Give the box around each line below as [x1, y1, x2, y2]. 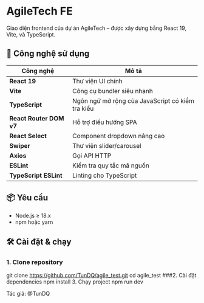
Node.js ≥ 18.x [15, 212, 52, 219]
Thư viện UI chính [72, 77, 123, 85]
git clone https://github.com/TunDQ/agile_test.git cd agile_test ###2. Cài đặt [6, 272, 197, 279]
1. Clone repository [6, 257, 63, 266]
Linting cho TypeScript [72, 171, 137, 179]
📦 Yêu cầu [6, 193, 49, 203]
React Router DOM [9, 114, 64, 122]
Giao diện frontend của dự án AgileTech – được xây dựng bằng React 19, [6, 24, 187, 32]
